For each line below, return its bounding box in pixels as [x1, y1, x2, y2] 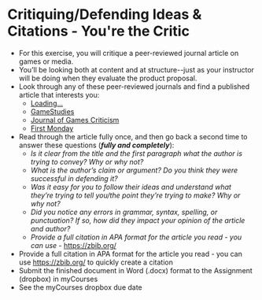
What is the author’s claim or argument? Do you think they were [30, 165, 238, 175]
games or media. [18, 57, 74, 66]
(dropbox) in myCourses [18, 274, 98, 283]
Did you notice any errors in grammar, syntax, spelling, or [30, 207, 218, 217]
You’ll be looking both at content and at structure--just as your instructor [18, 65, 255, 74]
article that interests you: [18, 90, 100, 99]
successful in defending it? [30, 173, 119, 183]
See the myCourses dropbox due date [18, 282, 142, 292]
